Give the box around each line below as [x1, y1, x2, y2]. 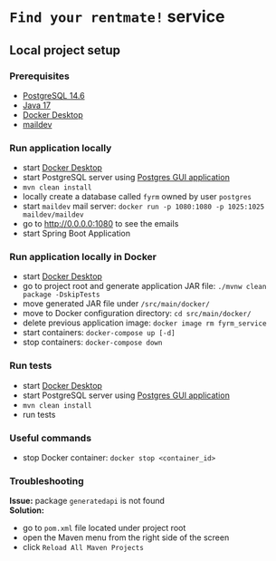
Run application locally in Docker [9, 251, 157, 264]
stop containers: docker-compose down [22, 337, 163, 348]
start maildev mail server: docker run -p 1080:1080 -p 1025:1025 [22, 201, 265, 212]
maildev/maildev [22, 210, 84, 219]
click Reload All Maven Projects [22, 542, 145, 553]
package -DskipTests [22, 290, 100, 300]
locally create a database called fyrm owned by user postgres [22, 191, 252, 202]
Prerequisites [9, 70, 70, 82]
